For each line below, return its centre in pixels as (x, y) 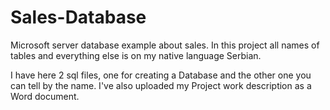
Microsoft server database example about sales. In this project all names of (165, 45)
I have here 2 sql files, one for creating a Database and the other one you (161, 75)
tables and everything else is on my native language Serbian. (136, 55)
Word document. (45, 96)
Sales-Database (78, 17)
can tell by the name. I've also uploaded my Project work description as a (161, 85)
